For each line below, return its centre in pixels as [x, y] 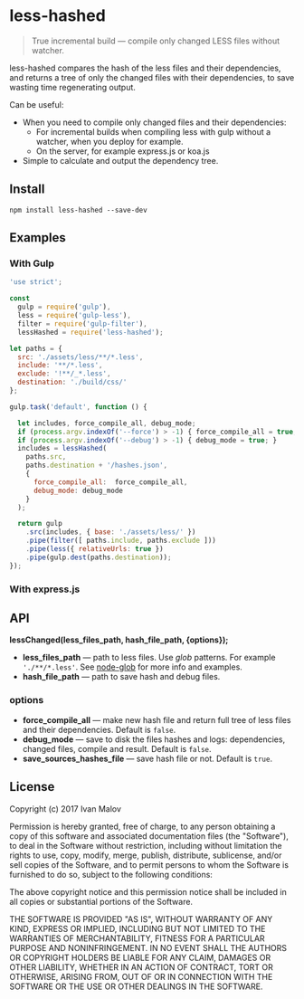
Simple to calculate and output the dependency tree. [120, 160]
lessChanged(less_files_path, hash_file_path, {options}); [119, 640]
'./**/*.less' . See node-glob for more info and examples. [132, 667]
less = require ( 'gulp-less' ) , [74, 316]
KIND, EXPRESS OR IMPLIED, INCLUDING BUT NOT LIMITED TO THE [138, 928]
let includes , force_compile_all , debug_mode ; [107, 423]
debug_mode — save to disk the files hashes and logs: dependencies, [154, 739]
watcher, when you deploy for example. [109, 141]
